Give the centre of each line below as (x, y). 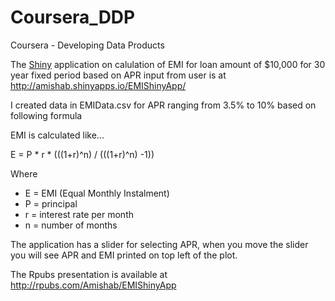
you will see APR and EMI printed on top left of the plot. (124, 255)
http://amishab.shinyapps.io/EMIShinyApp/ (98, 85)
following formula (46, 115)
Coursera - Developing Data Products (87, 45)
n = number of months (71, 225)
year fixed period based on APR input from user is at (118, 75)
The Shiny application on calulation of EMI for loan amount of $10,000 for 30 (168, 64)
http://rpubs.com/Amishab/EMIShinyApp (93, 285)
